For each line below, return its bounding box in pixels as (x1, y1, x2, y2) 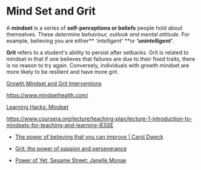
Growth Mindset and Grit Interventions (6, 80, 102, 87)
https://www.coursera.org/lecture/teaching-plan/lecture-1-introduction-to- (6, 115, 193, 122)
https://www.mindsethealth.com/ (6, 91, 89, 99)
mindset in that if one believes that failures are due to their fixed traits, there (6, 55, 196, 62)
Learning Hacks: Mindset (6, 103, 69, 110)
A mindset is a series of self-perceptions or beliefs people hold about (6, 24, 183, 31)
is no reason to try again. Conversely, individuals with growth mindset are (6, 62, 189, 69)
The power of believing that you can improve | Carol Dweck (15, 133, 163, 140)
